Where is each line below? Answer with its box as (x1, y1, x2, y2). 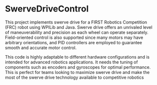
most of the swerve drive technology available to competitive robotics (5, 74, 144, 80)
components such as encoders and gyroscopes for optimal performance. (5, 64, 151, 70)
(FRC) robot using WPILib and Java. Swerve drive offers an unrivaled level (5, 24, 153, 30)
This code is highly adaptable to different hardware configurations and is (5, 54, 150, 60)
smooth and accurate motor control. (5, 45, 77, 50)
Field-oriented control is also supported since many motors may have (5, 35, 143, 40)
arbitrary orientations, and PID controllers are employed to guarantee (5, 39, 143, 45)
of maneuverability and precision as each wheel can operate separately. (5, 29, 149, 35)
